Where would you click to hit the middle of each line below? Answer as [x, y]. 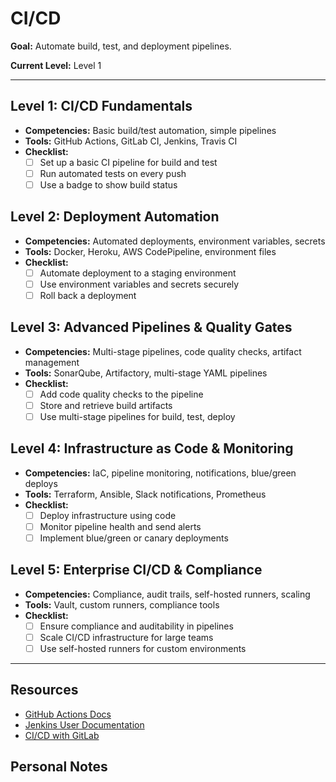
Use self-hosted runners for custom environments [143, 648]
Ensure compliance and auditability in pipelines [136, 626]
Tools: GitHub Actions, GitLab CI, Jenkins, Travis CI [131, 141]
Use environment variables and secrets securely [139, 284]
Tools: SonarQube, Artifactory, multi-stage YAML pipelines [146, 373]
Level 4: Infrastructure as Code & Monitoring [152, 448]
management [52, 362]
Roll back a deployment [88, 295]
